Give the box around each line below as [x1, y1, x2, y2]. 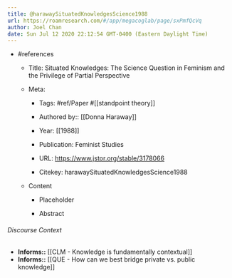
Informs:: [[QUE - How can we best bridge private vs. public [17, 255, 196, 264]
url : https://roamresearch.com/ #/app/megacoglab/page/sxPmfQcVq [7, 17, 202, 24]
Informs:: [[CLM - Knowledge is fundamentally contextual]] [17, 247, 193, 257]
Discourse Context [7, 225, 62, 234]
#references [17, 50, 54, 58]
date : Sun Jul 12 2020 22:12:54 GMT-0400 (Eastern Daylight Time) [7, 30, 209, 38]
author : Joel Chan [7, 24, 62, 31]
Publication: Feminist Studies [38, 140, 125, 149]
